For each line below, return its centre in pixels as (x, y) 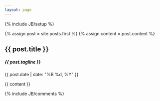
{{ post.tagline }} (23, 62)
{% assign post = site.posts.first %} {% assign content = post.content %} (80, 33)
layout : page (18, 10)
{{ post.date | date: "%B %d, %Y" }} (42, 74)
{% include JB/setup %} (29, 24)
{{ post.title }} (27, 50)
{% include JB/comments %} (34, 94)
